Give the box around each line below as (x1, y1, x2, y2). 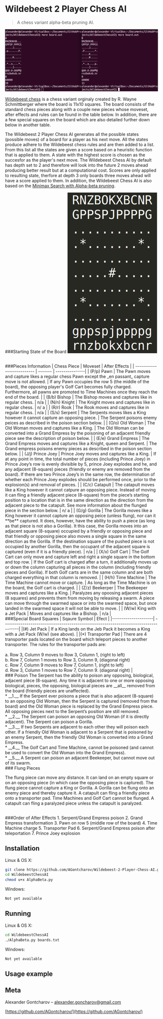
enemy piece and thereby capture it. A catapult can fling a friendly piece (5, 790, 150, 796)
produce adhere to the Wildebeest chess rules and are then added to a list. (5, 142, 155, 147)
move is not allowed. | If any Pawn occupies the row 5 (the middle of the (5, 378, 149, 384)
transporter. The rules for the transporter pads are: (5, 641, 107, 647)
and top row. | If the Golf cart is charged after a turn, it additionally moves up (5, 559, 158, 565)
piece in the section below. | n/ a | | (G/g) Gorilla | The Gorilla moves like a (5, 507, 152, 513)
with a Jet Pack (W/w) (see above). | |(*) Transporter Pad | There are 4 (5, 631, 147, 637)
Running (5, 909, 32, 918)
